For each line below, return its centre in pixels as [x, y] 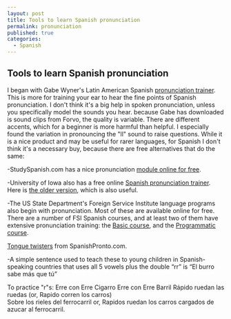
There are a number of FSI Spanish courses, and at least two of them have [113, 218]
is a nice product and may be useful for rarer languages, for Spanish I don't [114, 141]
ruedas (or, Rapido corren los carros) [60, 294]
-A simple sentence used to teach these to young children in [93, 259]
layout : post [26, 13]
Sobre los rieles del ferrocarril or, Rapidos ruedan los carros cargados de [111, 302]
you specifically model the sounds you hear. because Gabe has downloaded [115, 112]
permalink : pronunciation [44, 26]
